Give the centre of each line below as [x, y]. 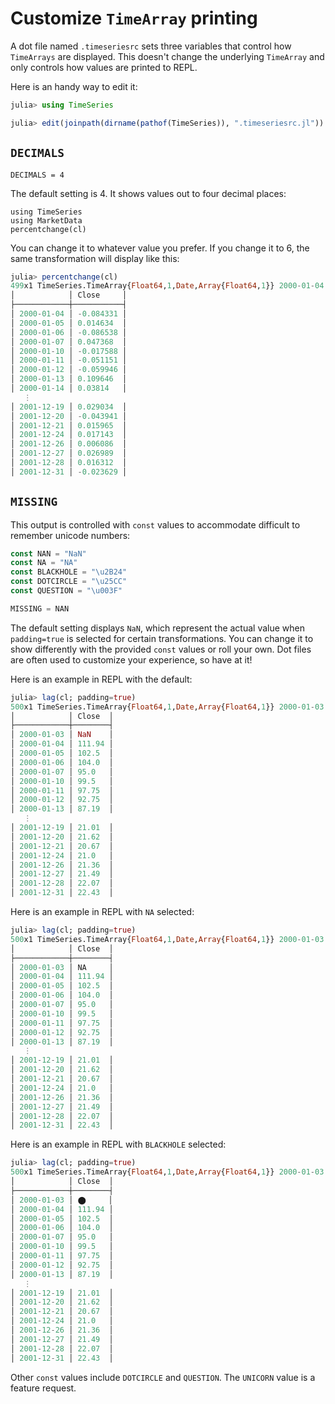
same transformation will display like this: [95, 258]
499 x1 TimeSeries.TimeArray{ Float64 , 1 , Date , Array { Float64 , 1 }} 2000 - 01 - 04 [167, 286]
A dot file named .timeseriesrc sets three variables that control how [151, 46]
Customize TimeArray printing [134, 18]
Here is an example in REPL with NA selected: [102, 912]
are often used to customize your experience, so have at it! [131, 659]
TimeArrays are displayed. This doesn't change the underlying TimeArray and [167, 56]
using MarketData [46, 220]
